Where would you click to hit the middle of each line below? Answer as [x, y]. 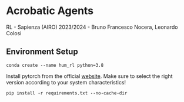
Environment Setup [42, 52]
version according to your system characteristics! [66, 82]
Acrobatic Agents [50, 11]
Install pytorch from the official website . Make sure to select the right [89, 76]
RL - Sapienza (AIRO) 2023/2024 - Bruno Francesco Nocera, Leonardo [92, 27]
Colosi [14, 33]
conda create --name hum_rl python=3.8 [55, 65]
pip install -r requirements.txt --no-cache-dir [67, 93]
